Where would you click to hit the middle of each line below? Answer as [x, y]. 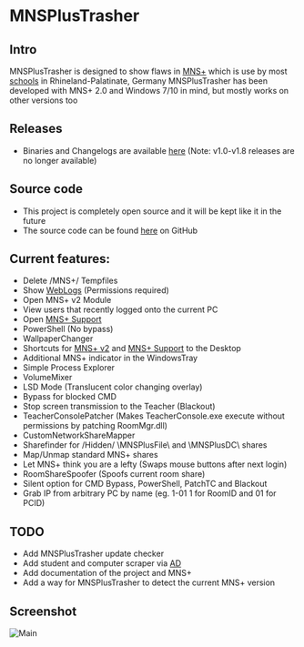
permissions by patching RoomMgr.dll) [95, 426]
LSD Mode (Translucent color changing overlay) [112, 387]
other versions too [44, 100]
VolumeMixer [47, 378]
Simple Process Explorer [69, 368]
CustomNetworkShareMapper [79, 435]
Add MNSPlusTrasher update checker [93, 554]
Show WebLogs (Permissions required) [96, 290]
